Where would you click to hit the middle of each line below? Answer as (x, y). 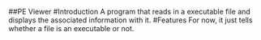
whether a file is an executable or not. (71, 28)
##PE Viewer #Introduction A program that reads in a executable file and (130, 12)
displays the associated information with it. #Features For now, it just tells (130, 20)
